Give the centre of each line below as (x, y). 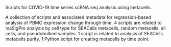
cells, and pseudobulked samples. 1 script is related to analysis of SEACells (84, 33)
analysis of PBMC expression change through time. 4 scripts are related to (83, 23)
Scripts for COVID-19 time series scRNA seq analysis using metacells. (79, 7)
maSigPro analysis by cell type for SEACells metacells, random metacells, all (86, 28)
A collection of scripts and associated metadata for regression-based (78, 17)
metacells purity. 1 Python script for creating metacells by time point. (77, 39)
